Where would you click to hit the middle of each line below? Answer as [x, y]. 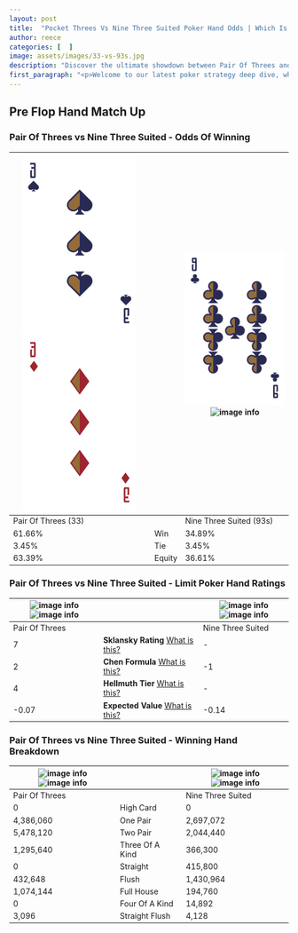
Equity [166, 558]
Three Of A [140, 845]
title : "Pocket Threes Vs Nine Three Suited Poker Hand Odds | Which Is [149, 28]
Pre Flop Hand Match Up [78, 112]
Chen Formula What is [145, 662]
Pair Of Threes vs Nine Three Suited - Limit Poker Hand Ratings [147, 583]
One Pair [135, 820]
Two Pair [136, 832]
